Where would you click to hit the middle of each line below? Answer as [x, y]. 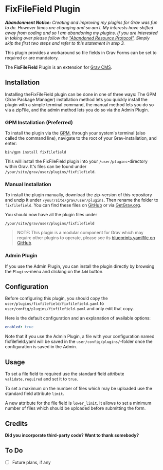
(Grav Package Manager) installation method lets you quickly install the [76, 99]
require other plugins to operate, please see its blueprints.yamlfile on [86, 238]
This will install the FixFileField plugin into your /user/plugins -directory [76, 161]
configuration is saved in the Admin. [41, 347]
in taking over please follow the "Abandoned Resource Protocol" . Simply [77, 38]
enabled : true [19, 327]
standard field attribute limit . [35, 394]
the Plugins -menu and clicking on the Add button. [54, 271]
